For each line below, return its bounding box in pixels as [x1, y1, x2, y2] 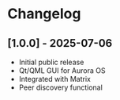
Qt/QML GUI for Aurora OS [18, 66, 106, 75]
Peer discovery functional [18, 83, 103, 92]
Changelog [7, 5, 81, 23]
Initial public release [18, 57, 84, 67]
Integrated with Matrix [18, 75, 92, 83]
